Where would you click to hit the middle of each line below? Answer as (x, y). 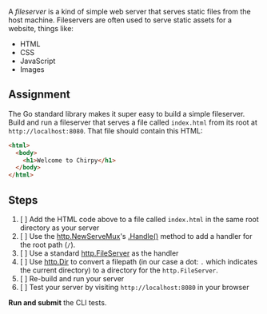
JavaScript (38, 61)
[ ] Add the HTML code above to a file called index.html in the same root (139, 219)
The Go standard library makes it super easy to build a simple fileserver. (127, 113)
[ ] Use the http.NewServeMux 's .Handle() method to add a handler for (136, 236)
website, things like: (41, 28)
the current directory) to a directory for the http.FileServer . (119, 270)
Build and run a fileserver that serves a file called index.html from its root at (133, 122)
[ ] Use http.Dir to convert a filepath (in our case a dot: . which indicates (139, 262)
